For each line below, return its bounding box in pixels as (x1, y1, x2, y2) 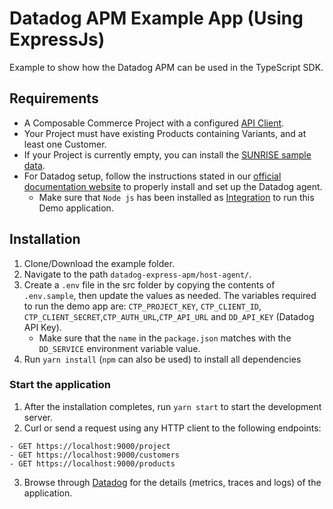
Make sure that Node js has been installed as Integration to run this (38, 191, 315, 203)
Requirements (9, 90, 99, 107)
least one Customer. (23, 138, 107, 150)
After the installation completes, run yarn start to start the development (23, 400, 322, 412)
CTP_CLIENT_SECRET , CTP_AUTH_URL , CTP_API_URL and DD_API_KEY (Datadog (23, 310, 315, 322)
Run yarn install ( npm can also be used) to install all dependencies (23, 353, 302, 365)
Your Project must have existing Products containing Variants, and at (23, 127, 307, 139)
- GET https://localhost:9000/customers (9, 450, 181, 460)
